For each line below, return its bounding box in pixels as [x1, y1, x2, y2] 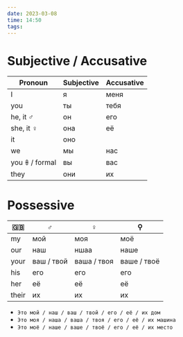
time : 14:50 [7, 17, 42, 24]
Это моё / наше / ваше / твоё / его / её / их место [17, 324, 173, 331]
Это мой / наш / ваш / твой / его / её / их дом [17, 309, 161, 316]
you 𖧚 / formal [10, 157, 57, 167]
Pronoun [19, 78, 49, 87]
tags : [7, 23, 23, 30]
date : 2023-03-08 [7, 10, 58, 17]
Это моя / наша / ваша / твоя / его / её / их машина [17, 317, 176, 324]
